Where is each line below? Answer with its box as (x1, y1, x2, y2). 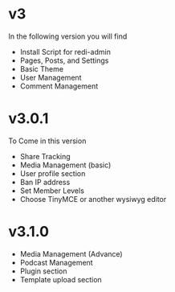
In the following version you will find (8, 31, 128, 41)
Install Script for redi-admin (19, 47, 111, 56)
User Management (19, 72, 82, 82)
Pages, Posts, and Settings (19, 56, 109, 65)
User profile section (19, 168, 86, 178)
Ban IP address (19, 177, 71, 187)
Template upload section (19, 274, 102, 284)
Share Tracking (19, 151, 71, 161)
